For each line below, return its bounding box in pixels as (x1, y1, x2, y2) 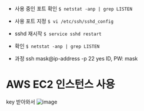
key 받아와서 (6, 98, 35, 105)
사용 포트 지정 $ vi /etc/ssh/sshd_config (14, 18, 113, 25)
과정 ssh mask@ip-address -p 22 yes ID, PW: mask (14, 55, 138, 62)
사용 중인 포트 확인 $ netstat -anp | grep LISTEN (14, 5, 133, 12)
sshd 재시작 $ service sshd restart (14, 30, 102, 37)
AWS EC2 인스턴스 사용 (6, 78, 115, 91)
